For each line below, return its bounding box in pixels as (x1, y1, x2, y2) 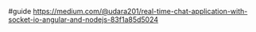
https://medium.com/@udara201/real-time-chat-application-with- (33, 7, 248, 16)
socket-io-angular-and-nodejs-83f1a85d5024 (8, 15, 159, 24)
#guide (8, 7, 32, 16)
